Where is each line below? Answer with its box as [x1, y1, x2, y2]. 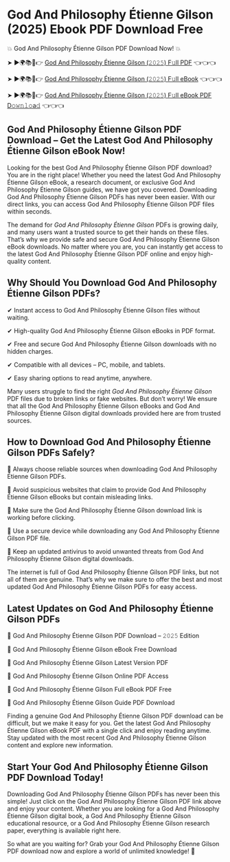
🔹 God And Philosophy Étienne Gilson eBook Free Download [7, 646, 177, 654]
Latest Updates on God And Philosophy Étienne [7, 602, 214, 614]
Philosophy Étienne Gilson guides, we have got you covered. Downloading [7, 185, 218, 194]
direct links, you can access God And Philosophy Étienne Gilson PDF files [7, 200, 215, 208]
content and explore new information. [7, 741, 113, 749]
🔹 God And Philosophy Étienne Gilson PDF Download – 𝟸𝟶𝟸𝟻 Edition [7, 632, 200, 640]
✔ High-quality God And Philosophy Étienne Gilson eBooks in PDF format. [7, 326, 216, 334]
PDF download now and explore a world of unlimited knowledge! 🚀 [7, 847, 196, 855]
